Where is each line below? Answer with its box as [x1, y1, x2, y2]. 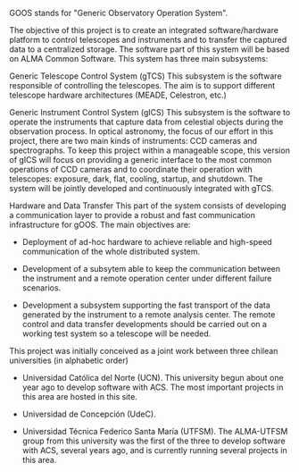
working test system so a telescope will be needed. [21, 328, 212, 339]
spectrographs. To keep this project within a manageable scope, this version [9, 145, 290, 156]
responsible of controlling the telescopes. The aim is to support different [9, 80, 275, 90]
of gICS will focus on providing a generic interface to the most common [9, 155, 272, 164]
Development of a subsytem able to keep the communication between [21, 264, 281, 274]
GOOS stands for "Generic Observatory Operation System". [9, 8, 228, 18]
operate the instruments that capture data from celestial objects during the [9, 116, 284, 127]
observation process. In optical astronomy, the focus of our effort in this [9, 126, 274, 137]
